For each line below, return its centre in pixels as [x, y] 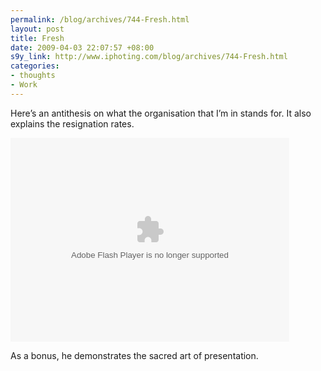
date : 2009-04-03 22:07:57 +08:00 [82, 47]
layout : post [37, 29]
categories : [35, 66]
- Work [24, 85]
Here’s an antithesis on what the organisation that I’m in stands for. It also [161, 113]
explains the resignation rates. [72, 123]
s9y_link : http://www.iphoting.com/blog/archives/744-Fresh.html [149, 57]
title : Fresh [37, 38]
